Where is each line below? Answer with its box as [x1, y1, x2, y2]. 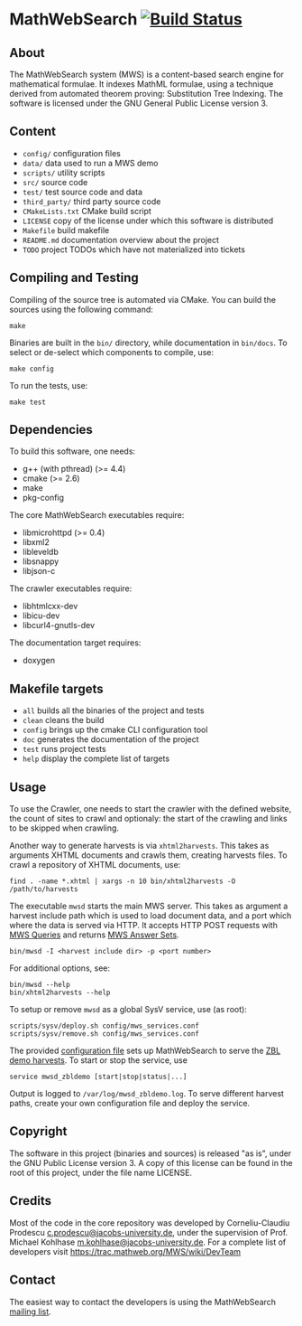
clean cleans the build [22, 715, 105, 726]
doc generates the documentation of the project [22, 734, 200, 745]
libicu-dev [22, 610, 60, 621]
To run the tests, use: [9, 380, 88, 390]
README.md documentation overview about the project [22, 234, 219, 245]
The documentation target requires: [9, 637, 142, 648]
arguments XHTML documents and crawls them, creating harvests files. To [9, 850, 288, 860]
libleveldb [22, 547, 59, 558]
